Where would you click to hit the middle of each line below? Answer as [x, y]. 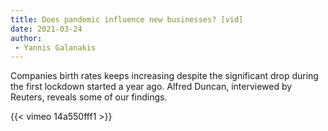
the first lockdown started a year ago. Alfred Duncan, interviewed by [151, 87]
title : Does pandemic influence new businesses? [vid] [127, 19]
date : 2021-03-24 [46, 29]
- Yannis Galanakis [55, 47]
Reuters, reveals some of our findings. [89, 97]
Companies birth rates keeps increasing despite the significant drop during [164, 76]
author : [26, 38]
